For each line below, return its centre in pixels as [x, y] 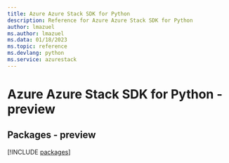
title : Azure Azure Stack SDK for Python [69, 14]
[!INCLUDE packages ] [39, 152]
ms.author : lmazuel [36, 33]
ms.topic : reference [38, 46]
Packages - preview [52, 135]
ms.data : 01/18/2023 [38, 40]
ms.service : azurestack [42, 60]
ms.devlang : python [36, 53]
